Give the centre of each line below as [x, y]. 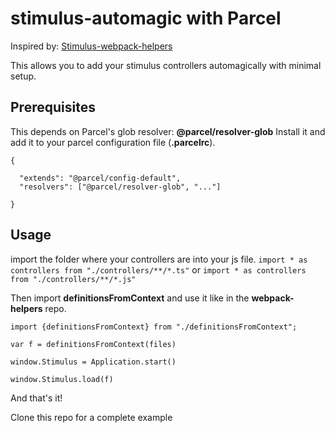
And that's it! [36, 398]
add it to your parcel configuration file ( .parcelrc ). [113, 142]
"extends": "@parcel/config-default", [100, 178]
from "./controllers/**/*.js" [73, 279]
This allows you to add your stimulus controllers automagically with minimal [166, 65]
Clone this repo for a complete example [91, 417]
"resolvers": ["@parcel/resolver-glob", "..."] [120, 187]
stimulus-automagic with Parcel [146, 18]
